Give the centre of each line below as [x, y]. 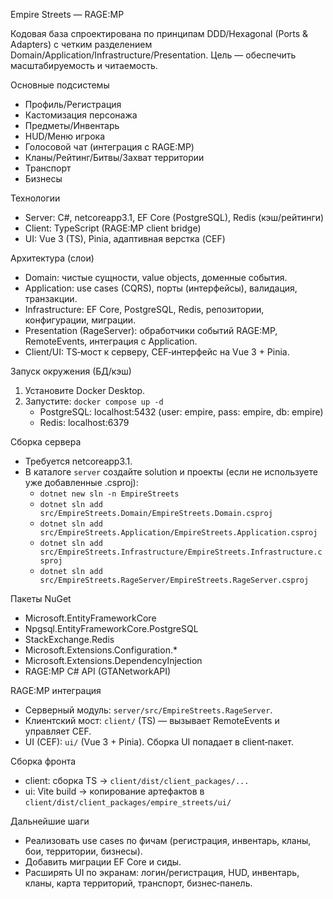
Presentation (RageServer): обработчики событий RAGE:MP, [151, 330]
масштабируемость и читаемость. [84, 65]
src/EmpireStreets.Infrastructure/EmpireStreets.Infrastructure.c [181, 552]
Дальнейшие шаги [50, 821]
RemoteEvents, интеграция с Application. [111, 341]
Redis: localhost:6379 [84, 422]
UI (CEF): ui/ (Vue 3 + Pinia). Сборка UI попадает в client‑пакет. [159, 742]
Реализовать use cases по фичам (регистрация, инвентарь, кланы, [168, 840]
